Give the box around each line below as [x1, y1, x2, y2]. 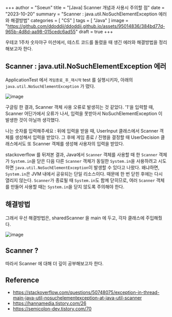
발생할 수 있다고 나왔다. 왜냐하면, [93, 164, 160, 171]
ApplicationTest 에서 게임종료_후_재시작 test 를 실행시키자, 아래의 [5, 77, 133, 83]
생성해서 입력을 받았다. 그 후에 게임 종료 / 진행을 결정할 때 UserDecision [14, 134, 160, 140]
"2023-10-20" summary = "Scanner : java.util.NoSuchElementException [5, 11, 158, 17]
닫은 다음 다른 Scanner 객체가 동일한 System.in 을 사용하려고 [36, 158, 158, 164]
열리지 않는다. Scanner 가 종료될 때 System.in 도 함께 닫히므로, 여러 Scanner [5, 177, 155, 183]
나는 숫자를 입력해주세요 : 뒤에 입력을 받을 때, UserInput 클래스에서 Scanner [5, 127, 159, 134]
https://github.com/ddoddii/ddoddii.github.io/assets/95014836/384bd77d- [7, 23, 165, 29]
